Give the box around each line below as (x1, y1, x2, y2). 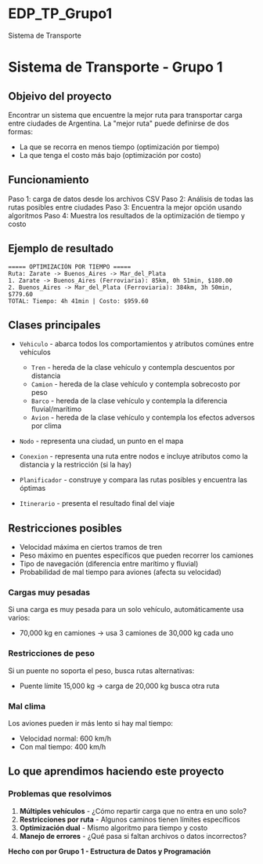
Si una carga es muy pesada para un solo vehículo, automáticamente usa (8, 605, 244, 614)
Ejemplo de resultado (8, 242, 114, 255)
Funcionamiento (8, 174, 89, 187)
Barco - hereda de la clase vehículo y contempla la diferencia (31, 396, 228, 405)
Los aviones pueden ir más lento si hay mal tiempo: (8, 719, 174, 728)
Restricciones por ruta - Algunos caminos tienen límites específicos (19, 815, 240, 824)
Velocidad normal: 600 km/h (19, 734, 112, 743)
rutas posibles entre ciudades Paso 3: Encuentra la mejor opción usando (8, 202, 243, 212)
